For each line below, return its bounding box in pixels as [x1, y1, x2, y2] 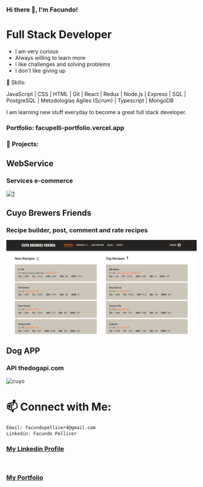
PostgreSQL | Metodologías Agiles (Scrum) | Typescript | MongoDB [6, 97, 174, 104]
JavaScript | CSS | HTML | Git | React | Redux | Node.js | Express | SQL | [6, 90, 186, 97]
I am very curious [14, 48, 59, 55]
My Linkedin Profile [6, 445, 65, 453]
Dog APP [6, 346, 40, 356]
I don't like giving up [14, 66, 66, 74]
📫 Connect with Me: [6, 400, 112, 413]
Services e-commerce [6, 176, 74, 185]
